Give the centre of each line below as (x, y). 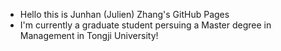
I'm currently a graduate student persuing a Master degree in (145, 25)
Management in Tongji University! (89, 35)
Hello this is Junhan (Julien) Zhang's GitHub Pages (124, 14)
